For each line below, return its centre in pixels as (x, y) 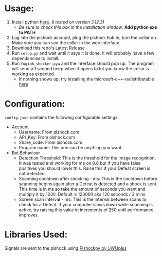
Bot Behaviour (26, 153)
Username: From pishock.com (49, 132)
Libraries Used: (36, 235)
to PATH (27, 32)
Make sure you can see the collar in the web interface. (66, 42)
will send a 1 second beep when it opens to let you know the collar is (80, 68)
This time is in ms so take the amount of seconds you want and (82, 189)
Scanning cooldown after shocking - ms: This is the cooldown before (88, 178)
